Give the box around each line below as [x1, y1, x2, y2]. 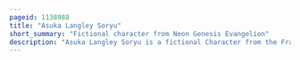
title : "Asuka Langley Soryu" [9, 21, 122, 30]
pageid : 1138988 [9, 12, 70, 22]
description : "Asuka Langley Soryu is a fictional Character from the [9, 37, 278, 47]
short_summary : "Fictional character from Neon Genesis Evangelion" [9, 29, 270, 38]
